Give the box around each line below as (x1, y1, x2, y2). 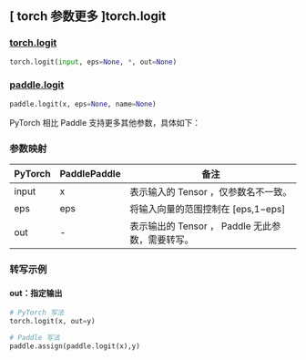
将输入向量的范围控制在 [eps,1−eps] (129, 203, 286, 216)
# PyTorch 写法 (9, 308, 65, 317)
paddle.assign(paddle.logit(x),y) (9, 341, 141, 351)
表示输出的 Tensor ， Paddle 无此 (129, 220, 272, 232)
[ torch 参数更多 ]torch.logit (9, 8, 167, 25)
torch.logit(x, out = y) (9, 317, 96, 326)
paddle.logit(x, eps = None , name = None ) (9, 99, 157, 108)
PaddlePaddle (59, 168, 121, 180)
